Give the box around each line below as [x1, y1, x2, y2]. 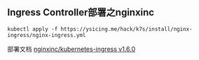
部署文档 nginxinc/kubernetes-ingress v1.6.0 [7, 45, 135, 53]
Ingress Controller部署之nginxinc [7, 6, 155, 19]
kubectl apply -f [7, 25, 58, 33]
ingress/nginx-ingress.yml [7, 31, 86, 38]
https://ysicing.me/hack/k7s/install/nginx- [60, 25, 193, 33]
